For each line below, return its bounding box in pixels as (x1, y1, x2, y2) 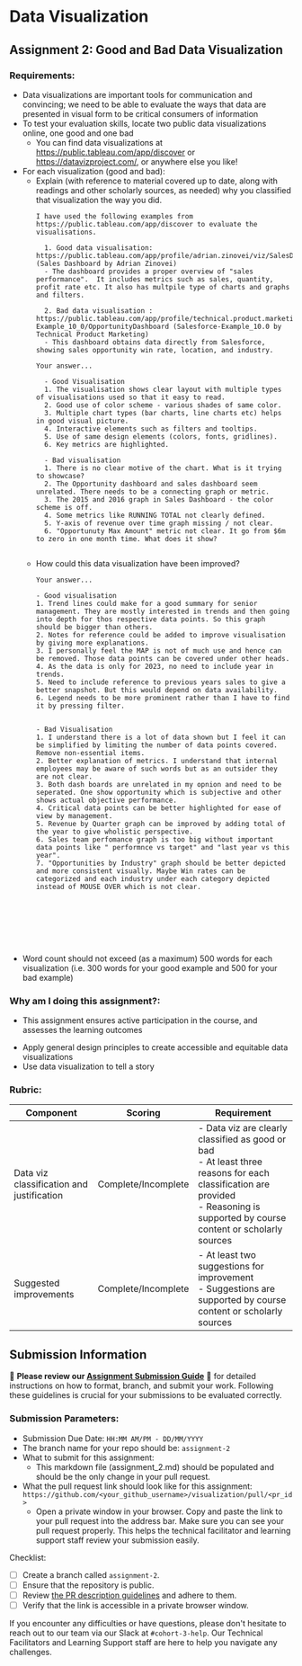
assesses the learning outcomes (22, 1025, 143, 1036)
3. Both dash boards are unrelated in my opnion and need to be (35, 780, 282, 788)
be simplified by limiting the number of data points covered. (35, 740, 279, 750)
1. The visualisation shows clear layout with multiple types (43, 385, 282, 394)
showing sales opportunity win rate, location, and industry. (35, 345, 274, 354)
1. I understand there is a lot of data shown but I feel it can (35, 733, 286, 742)
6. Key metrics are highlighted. (43, 440, 169, 449)
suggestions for (197, 1261, 264, 1273)
